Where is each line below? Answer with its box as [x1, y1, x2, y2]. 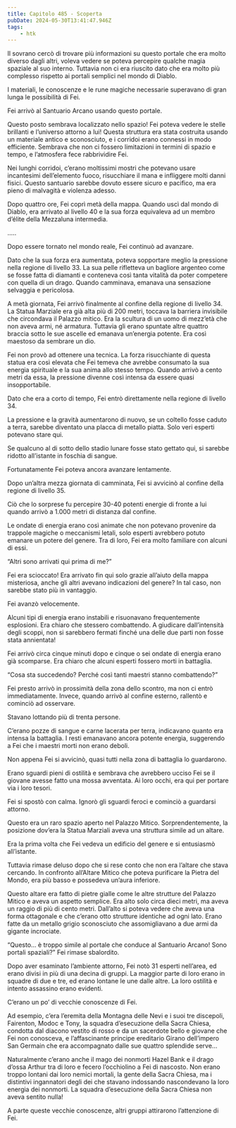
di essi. [7, 544, 28, 552]
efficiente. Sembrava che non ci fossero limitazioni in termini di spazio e [7, 142, 216, 152]
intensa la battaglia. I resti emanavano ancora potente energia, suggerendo [7, 734, 225, 742]
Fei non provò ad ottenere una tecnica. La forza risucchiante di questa [7, 350, 211, 360]
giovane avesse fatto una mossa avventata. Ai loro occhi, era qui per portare [7, 776, 229, 785]
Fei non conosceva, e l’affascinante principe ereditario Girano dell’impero [7, 1034, 220, 1043]
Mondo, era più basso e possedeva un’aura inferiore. [7, 876, 161, 885]
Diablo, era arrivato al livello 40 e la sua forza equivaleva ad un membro [7, 207, 216, 216]
